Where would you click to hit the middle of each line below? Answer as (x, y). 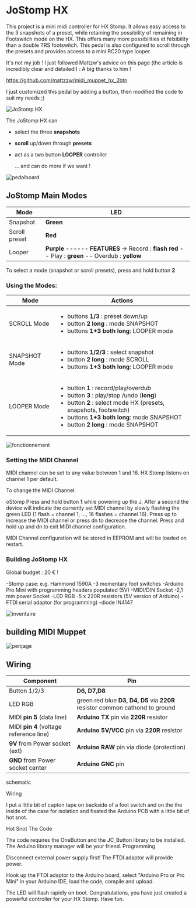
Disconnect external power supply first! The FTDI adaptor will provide (90, 858)
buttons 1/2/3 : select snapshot (110, 352)
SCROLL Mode (29, 324)
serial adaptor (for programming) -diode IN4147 (76, 602)
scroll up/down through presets (53, 143)
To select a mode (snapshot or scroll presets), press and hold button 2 (91, 270)
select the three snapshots (47, 132)
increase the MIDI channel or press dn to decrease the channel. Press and (95, 520)
